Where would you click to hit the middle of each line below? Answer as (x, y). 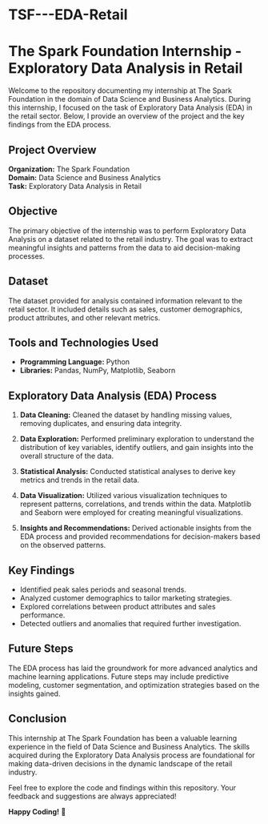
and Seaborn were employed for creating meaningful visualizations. (131, 512)
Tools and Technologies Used (83, 342)
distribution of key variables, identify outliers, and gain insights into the (136, 448)
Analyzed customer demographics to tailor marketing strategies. (126, 598)
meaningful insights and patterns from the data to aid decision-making (124, 247)
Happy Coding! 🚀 (37, 811)
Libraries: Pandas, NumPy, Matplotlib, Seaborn (98, 371)
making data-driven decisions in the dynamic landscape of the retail (120, 763)
